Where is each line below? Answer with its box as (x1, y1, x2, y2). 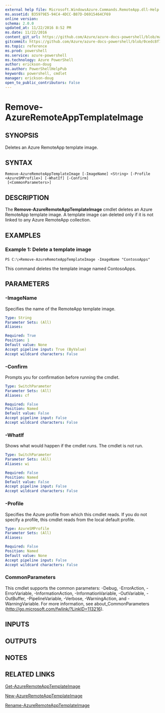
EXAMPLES (5, 231, 41, 240)
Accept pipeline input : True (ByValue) (5, 347, 87, 352)
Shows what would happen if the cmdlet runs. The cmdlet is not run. (5, 443, 143, 449)
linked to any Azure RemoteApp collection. (5, 217, 91, 223)
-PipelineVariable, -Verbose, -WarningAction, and (27, 595, 127, 602)
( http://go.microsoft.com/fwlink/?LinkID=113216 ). (5, 606, 104, 612)
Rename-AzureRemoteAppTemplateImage (5, 702, 90, 708)
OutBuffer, (5, 595, 26, 602)
